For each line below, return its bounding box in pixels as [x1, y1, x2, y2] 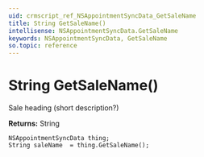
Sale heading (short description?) [8, 103, 119, 113]
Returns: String [8, 118, 60, 129]
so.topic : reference [8, 42, 78, 50]
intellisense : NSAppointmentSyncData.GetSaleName [8, 27, 179, 35]
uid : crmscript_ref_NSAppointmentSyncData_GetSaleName [8, 11, 197, 20]
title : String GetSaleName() [8, 19, 106, 27]
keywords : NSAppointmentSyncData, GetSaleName [8, 34, 168, 43]
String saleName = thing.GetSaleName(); [8, 142, 150, 150]
